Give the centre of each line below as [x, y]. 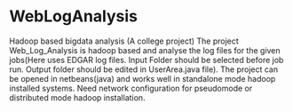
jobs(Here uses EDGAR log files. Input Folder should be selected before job [146, 60]
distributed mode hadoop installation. [77, 97]
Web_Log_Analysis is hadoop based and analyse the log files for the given [145, 50]
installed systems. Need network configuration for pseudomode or [131, 88]
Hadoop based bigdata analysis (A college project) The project [124, 41]
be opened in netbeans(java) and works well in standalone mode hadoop [143, 78]
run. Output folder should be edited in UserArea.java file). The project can [143, 69]
